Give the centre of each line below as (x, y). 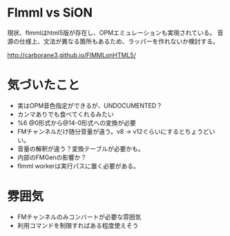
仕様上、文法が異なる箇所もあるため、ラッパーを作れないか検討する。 (119, 41)
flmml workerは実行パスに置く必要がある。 (78, 166)
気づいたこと (44, 85)
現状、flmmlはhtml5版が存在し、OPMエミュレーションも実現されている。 (112, 32)
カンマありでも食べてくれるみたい (65, 114)
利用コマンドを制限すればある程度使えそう (78, 225)
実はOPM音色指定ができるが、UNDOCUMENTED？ (90, 106)
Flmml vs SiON (50, 13)
